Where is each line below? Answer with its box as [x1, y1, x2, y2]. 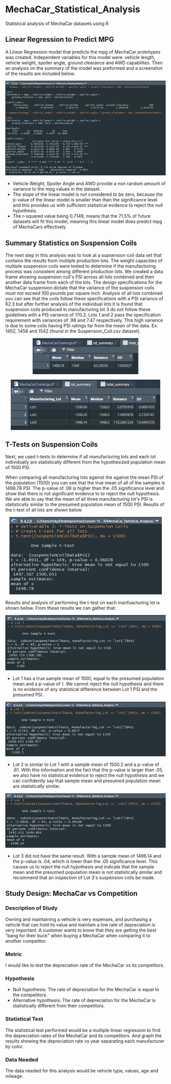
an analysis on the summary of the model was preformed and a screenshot [5, 65, 163, 71]
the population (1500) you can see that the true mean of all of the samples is [5, 479, 165, 485]
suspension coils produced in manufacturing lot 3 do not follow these [5, 306, 151, 313]
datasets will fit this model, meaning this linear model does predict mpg [12, 218, 162, 225]
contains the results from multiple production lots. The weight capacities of [5, 257, 163, 264]
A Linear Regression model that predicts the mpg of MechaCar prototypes [5, 48, 161, 55]
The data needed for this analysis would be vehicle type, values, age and [5, 1067, 159, 1074]
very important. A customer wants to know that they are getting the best [5, 927, 157, 933]
